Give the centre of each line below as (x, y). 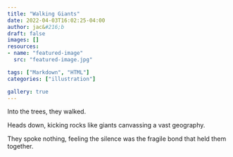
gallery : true (28, 92)
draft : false (26, 33)
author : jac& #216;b (36, 27)
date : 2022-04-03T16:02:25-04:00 (56, 20)
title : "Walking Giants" (44, 14)
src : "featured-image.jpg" (53, 60)
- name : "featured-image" (45, 54)
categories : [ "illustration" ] (52, 79)
